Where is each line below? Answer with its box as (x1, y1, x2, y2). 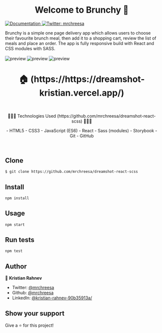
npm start (5, 222, 25, 227)
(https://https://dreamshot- (30, 73, 145, 84)
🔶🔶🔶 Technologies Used (7, 113, 56, 119)
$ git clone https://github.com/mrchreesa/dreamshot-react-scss (5, 169, 138, 174)
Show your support (5, 309, 65, 317)
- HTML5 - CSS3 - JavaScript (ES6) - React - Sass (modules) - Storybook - (6, 127, 157, 133)
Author (5, 262, 27, 271)
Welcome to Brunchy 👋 (35, 4, 129, 16)
